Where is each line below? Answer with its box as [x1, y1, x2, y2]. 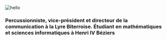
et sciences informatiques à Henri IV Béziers [5, 29, 115, 36]
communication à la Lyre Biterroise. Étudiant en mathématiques [5, 23, 162, 30]
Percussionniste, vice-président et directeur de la [5, 17, 128, 24]
